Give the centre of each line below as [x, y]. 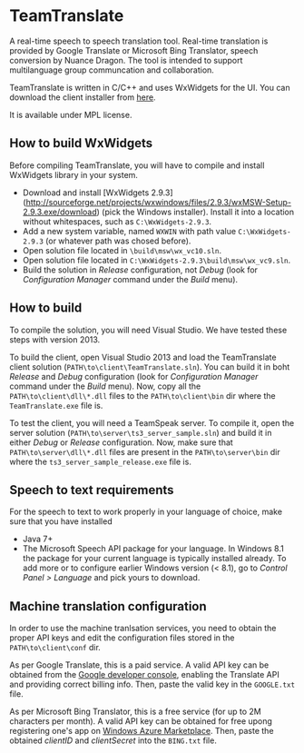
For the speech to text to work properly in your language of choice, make [146, 512]
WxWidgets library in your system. [74, 174]
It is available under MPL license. [71, 114]
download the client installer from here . [83, 97]
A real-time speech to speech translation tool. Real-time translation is [139, 41]
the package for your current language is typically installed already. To [154, 559]
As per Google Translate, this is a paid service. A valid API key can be [139, 665]
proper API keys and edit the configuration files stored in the [122, 638]
